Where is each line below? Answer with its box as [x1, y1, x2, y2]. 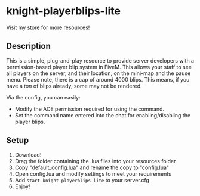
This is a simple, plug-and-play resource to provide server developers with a [6, 57, 195, 64]
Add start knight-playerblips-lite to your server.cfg [14, 176, 149, 183]
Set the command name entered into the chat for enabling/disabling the [14, 111, 191, 119]
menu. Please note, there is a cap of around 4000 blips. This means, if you [6, 76, 190, 83]
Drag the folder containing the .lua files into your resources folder [14, 157, 176, 164]
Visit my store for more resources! [6, 24, 90, 31]
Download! [14, 151, 42, 158]
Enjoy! [14, 183, 30, 190]
